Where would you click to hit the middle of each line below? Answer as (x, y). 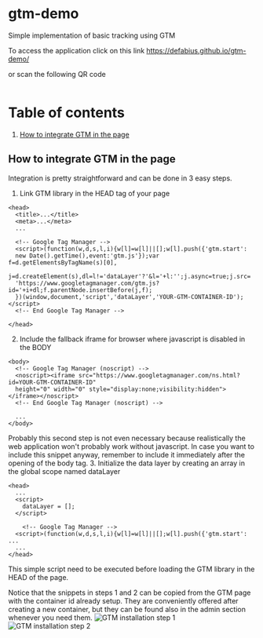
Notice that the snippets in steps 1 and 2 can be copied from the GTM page (130, 592)
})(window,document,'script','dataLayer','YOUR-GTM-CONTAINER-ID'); (130, 297)
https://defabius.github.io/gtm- (196, 50)
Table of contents (67, 113)
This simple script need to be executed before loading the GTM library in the (131, 569)
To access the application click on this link (77, 50)
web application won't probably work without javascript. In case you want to (131, 446)
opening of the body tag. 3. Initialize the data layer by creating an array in (127, 463)
